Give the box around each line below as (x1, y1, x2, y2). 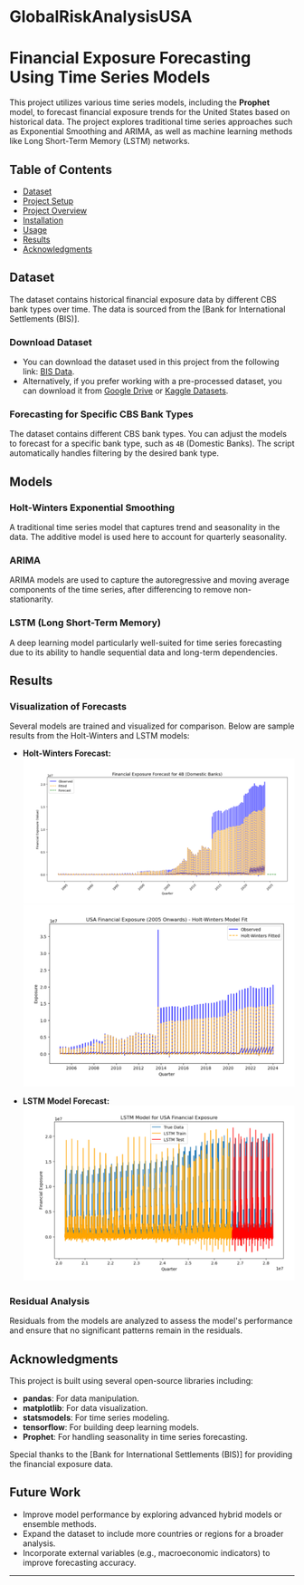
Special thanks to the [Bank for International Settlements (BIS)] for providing (9, 1449, 293, 1460)
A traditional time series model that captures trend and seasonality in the (9, 522, 280, 533)
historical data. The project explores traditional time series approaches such (9, 116, 293, 128)
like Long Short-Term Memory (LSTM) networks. (9, 136, 190, 147)
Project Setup (22, 195, 74, 206)
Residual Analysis (9, 1294, 90, 1307)
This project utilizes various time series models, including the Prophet (9, 97, 271, 108)
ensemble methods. (22, 1518, 97, 1529)
